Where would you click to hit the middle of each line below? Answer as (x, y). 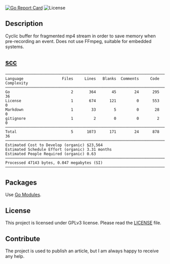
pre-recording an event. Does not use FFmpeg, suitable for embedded (78, 41)
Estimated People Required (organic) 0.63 (51, 154)
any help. (15, 256)
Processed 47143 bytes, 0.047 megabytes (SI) (54, 163)
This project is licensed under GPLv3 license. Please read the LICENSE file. (83, 223)
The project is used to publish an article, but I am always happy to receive (82, 251)
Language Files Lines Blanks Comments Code (82, 78)
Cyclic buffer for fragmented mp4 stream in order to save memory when (80, 36)
